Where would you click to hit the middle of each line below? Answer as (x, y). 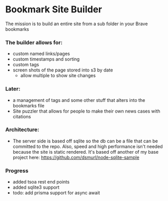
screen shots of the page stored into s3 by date (63, 70)
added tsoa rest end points (41, 182)
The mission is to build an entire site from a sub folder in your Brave (77, 24)
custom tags (26, 65)
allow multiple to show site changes (58, 76)
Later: (13, 89)
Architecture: (22, 130)
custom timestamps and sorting (46, 59)
